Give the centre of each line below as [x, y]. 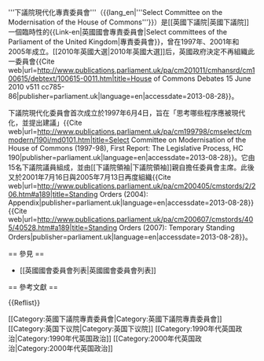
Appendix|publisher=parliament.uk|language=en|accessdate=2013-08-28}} [131, 202]
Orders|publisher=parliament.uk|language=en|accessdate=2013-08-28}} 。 [130, 237]
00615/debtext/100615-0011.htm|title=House [80, 78]
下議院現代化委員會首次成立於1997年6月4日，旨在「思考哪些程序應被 [120, 113]
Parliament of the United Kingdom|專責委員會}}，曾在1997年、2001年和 [124, 42]
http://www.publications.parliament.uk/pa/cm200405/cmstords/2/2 [147, 186]
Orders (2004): [124, 194]
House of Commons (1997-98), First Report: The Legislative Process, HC [126, 148]
